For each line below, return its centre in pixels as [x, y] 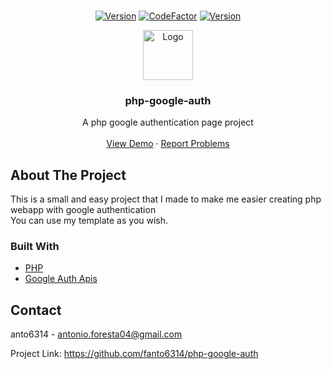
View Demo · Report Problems [168, 144]
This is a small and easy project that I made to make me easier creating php [166, 199]
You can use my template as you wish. [89, 221]
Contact [36, 310]
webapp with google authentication [83, 210]
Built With [35, 247]
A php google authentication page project [168, 122]
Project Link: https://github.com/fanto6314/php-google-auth [134, 354]
